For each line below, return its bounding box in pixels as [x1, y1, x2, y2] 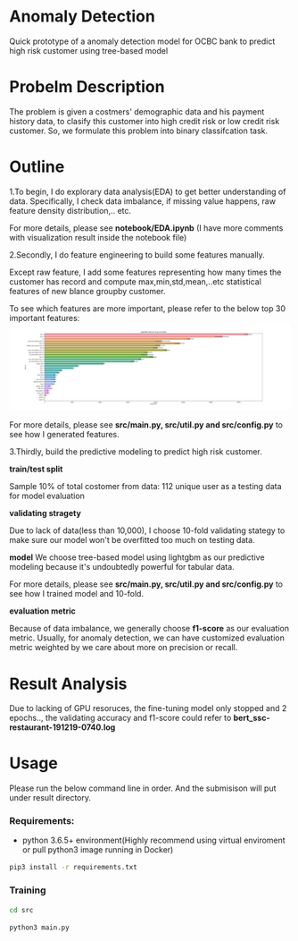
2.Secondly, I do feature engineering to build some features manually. [9, 249, 265, 260]
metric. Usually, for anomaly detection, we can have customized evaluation [9, 632, 286, 643]
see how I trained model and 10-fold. [9, 589, 145, 599]
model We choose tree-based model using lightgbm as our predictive [9, 552, 265, 563]
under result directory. [9, 793, 92, 803]
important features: [9, 312, 80, 323]
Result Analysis [9, 674, 128, 694]
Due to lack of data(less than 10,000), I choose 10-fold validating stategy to [9, 525, 286, 536]
